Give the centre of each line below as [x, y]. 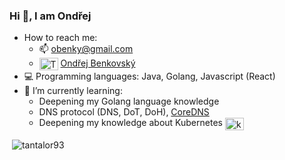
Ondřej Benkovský [98, 63]
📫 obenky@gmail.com [86, 49]
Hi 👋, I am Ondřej [50, 16]
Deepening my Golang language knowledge [129, 101]
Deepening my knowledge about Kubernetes [130, 123]
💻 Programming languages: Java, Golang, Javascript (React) [149, 76]
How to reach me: [60, 38]
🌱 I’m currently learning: [73, 91]
